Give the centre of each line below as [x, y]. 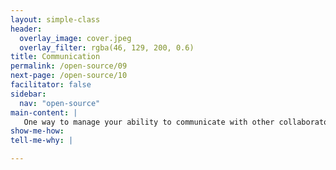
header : [26, 29]
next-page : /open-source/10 [69, 76]
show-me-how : [37, 131]
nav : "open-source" [60, 103]
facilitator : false [51, 85]
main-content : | [44, 112]
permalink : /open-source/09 [69, 66]
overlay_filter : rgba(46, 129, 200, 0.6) [107, 47]
